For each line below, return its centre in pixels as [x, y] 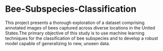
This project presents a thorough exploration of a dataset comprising [75, 23]
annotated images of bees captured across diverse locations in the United [80, 27]
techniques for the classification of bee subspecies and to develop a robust [82, 38]
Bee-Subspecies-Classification [71, 9]
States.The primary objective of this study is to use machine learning [75, 33]
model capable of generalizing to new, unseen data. [58, 43]
